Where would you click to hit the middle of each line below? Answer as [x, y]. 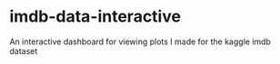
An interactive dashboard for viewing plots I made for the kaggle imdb [140, 41]
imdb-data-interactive [95, 17]
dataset [24, 50]
